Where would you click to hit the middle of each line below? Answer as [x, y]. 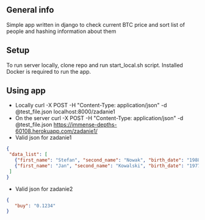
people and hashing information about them [61, 31]
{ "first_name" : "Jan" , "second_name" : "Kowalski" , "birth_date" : [99, 166]
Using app [26, 91]
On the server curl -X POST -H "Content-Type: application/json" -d [99, 118]
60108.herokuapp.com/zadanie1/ [56, 131]
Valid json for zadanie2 [44, 189]
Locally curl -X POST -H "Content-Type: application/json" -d [91, 105]
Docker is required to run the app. [49, 71]
